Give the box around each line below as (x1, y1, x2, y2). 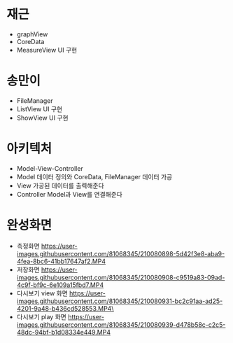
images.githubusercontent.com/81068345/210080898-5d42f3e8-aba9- (16, 249, 225, 258)
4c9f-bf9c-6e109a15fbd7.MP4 (16, 281, 104, 289)
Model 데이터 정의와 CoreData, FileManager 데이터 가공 (16, 172, 173, 181)
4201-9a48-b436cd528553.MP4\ (16, 304, 114, 312)
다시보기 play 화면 (16, 312, 67, 321)
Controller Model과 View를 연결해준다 (16, 190, 123, 198)
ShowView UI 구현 (16, 113, 69, 122)
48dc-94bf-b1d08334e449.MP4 (16, 328, 111, 336)
